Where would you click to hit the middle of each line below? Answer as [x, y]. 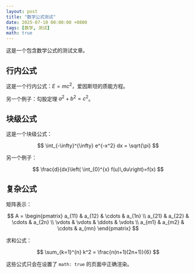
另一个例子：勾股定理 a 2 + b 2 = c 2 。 [50, 98]
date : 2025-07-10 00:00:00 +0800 [47, 22]
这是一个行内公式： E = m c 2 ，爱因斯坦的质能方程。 [67, 85]
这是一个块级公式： [29, 134]
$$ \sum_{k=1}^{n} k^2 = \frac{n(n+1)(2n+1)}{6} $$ [98, 252]
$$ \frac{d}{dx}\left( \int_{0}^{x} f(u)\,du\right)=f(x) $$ [98, 169]
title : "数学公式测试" [31, 17]
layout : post [22, 11]
